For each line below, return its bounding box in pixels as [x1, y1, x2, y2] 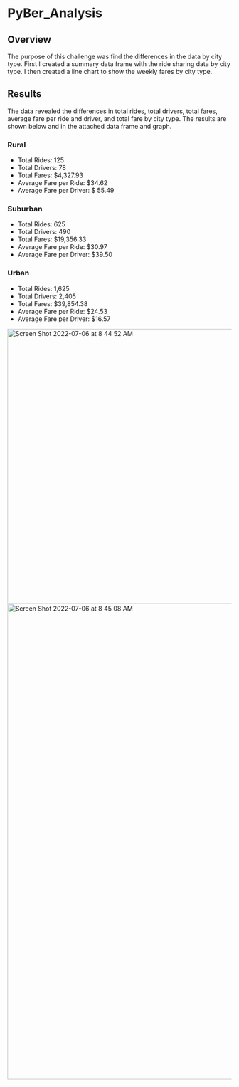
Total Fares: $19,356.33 [17, 235, 87, 243]
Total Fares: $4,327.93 [17, 171, 84, 179]
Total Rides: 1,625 [17, 284, 70, 293]
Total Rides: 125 [17, 156, 65, 164]
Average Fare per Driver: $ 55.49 [17, 187, 115, 195]
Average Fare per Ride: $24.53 [17, 307, 108, 315]
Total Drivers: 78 [17, 164, 66, 172]
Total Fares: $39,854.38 [17, 299, 88, 308]
